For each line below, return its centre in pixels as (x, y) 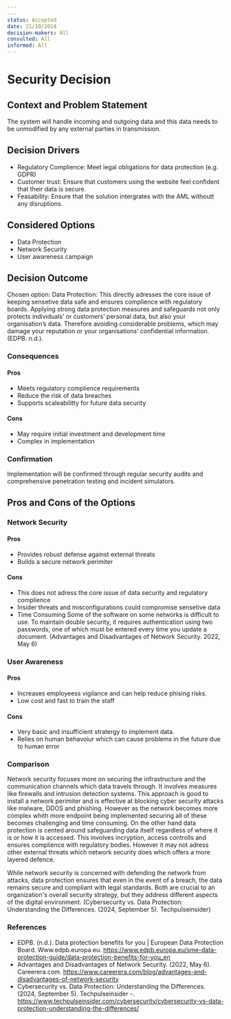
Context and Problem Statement (77, 105)
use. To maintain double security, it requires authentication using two (115, 622)
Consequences (33, 357)
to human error (38, 746)
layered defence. (31, 860)
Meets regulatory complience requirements (78, 388)
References (27, 927)
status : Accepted (32, 20)
